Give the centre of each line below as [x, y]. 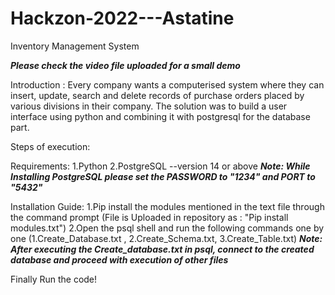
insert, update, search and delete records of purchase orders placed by [157, 95]
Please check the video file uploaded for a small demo [125, 65]
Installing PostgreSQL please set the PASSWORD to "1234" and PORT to [163, 176]
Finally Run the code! [54, 279]
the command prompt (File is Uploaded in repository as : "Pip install [149, 217]
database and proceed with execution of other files [119, 259]
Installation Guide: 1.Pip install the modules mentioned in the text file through [167, 206]
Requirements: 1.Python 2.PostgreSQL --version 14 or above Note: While [160, 166]
